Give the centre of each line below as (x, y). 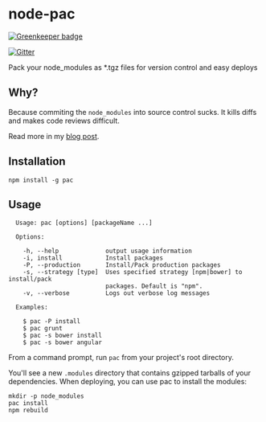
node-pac (42, 14)
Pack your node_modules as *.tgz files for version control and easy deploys (133, 67)
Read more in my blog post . (54, 136)
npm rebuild (28, 411)
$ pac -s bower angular (63, 342)
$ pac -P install (52, 322)
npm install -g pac (41, 180)
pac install (28, 404)
